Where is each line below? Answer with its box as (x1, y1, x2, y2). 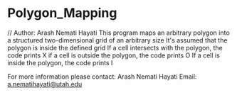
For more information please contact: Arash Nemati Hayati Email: (7, 72, 197, 81)
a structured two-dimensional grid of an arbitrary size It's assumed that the (7, 35, 228, 44)
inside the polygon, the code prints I (7, 58, 113, 67)
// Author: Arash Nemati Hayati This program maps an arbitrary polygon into (7, 28, 230, 37)
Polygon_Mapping (7, 5, 117, 21)
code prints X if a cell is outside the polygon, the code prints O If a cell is (7, 51, 221, 60)
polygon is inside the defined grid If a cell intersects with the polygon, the (7, 43, 223, 52)
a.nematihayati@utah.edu (7, 79, 83, 88)
